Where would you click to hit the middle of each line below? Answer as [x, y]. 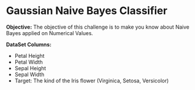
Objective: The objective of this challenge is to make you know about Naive [98, 27]
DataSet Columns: [29, 44]
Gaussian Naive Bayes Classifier [87, 11]
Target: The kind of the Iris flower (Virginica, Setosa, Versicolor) [92, 81]
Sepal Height [30, 68]
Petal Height [30, 56]
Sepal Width [29, 74]
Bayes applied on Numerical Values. [50, 33]
